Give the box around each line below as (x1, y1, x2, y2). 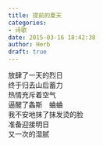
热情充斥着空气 (8, 90, 56, 99)
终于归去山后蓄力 (8, 80, 63, 89)
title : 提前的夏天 (8, 11, 62, 20)
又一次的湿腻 (8, 130, 49, 138)
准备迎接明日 (8, 119, 49, 129)
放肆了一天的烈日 (8, 71, 63, 79)
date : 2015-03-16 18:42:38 (8, 33, 96, 42)
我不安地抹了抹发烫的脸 (8, 110, 83, 119)
